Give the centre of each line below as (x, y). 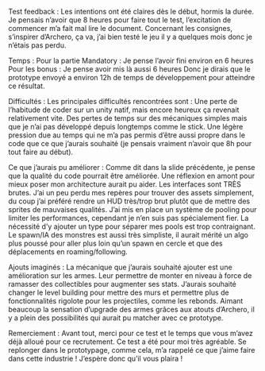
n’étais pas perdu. (37, 45)
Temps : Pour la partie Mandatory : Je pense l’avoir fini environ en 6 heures (131, 60)
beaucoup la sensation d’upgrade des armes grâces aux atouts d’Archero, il (132, 309)
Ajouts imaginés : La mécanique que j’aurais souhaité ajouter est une (120, 267)
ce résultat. (27, 86)
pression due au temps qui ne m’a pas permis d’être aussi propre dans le (127, 135)
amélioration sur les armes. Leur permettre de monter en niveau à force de (130, 276)
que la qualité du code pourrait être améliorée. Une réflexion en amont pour (132, 176)
